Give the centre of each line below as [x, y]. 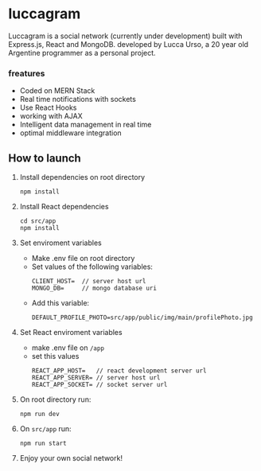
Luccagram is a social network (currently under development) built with [125, 36]
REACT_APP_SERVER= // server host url [96, 378]
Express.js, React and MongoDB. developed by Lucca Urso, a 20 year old [129, 44]
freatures [27, 73]
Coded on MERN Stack [57, 91]
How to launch [45, 158]
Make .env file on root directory [83, 259]
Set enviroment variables [60, 243]
